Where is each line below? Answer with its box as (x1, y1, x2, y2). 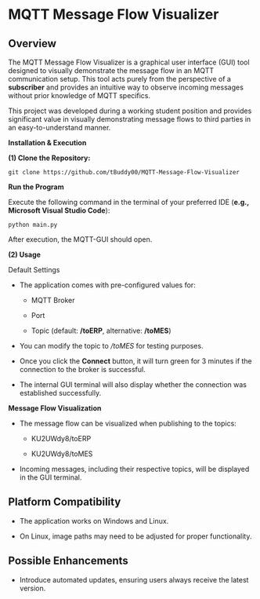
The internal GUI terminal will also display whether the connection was (19, 380, 247, 389)
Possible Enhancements (8, 554, 129, 568)
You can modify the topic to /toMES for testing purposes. (19, 342, 204, 350)
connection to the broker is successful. (19, 365, 146, 374)
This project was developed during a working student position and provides (8, 106, 252, 115)
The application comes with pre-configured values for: (19, 280, 196, 290)
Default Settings (8, 265, 60, 274)
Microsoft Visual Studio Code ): (8, 206, 110, 215)
